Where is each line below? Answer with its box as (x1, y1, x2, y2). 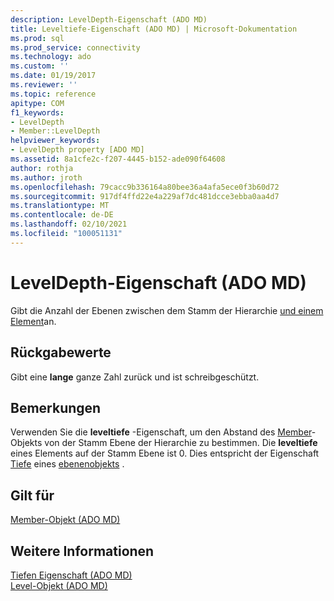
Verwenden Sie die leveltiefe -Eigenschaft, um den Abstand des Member (10, 426, 312, 438)
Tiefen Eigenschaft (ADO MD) (10, 569, 133, 581)
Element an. (10, 315, 57, 327)
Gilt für (10, 487, 55, 504)
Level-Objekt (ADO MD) (10, 579, 108, 591)
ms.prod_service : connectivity (10, 42, 141, 53)
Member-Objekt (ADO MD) (10, 514, 121, 526)
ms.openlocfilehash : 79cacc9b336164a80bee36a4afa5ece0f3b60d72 (10, 182, 280, 192)
